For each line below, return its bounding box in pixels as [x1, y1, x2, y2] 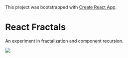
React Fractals [5, 22, 66, 33]
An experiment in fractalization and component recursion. [5, 38, 124, 44]
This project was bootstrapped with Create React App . [5, 4, 117, 10]
